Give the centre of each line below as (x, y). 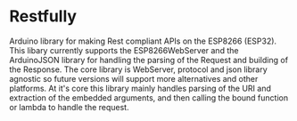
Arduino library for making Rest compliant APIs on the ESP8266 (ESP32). (143, 41)
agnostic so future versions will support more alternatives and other (134, 78)
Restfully (43, 16)
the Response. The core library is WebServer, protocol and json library (138, 69)
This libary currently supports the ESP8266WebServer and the (124, 50)
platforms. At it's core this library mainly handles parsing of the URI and (140, 88)
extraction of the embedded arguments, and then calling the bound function (148, 97)
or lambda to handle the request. (69, 107)
